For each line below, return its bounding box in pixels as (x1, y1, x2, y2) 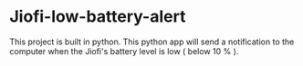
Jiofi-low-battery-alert (9, 6, 186, 27)
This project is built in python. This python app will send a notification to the (9, 36, 295, 47)
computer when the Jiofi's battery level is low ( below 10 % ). (9, 45, 239, 56)
